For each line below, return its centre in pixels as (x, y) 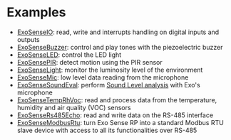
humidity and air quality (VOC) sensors (74, 107)
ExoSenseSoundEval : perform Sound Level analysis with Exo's (108, 85)
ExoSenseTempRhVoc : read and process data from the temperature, (117, 99)
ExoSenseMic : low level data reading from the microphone (103, 77)
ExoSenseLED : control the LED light (69, 55)
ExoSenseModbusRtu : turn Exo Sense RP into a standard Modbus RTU (120, 122)
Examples (36, 12)
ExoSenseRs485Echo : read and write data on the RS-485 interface (115, 115)
